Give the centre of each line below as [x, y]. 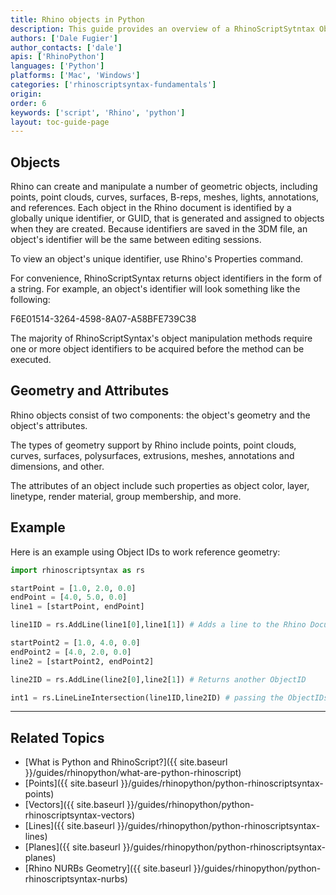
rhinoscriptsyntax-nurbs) [76, 879]
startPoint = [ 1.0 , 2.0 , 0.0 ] [73, 588]
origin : [26, 94]
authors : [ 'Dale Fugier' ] [64, 38]
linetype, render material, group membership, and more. [126, 496]
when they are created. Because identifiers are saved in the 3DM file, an [159, 229]
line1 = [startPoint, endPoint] [77, 607]
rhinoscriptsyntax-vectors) [79, 815]
